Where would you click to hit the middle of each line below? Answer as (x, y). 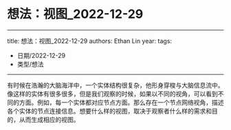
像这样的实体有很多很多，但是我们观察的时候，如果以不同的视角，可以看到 (112, 94)
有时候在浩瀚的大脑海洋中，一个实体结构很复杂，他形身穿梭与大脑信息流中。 (115, 85)
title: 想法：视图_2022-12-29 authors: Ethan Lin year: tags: (90, 41)
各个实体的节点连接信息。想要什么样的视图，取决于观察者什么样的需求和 (109, 111)
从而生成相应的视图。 (49, 119)
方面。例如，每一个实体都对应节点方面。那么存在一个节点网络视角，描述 (121, 102)
